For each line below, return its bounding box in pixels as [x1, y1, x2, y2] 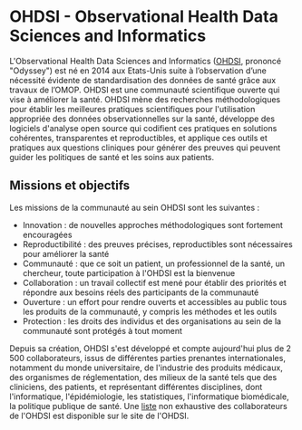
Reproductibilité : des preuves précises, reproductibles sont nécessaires [22, 238, 293, 250]
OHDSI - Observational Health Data [9, 6, 279, 27]
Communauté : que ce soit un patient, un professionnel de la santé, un [22, 258, 286, 269]
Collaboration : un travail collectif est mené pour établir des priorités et [22, 277, 287, 288]
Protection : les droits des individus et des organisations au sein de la [22, 315, 282, 327]
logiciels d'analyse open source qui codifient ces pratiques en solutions [9, 122, 278, 133]
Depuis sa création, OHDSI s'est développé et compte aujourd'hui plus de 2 [9, 342, 292, 354]
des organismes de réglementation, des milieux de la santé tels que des [9, 371, 278, 382]
